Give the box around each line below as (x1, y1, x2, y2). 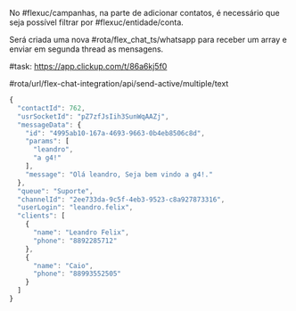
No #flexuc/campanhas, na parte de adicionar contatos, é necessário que (9, 8, 280, 18)
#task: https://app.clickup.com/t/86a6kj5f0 (9, 61, 168, 71)
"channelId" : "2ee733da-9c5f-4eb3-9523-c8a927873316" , (17, 195, 226, 204)
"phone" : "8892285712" (32, 236, 118, 245)
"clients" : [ (17, 211, 66, 221)
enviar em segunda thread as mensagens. (9, 44, 164, 54)
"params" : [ (25, 137, 70, 146)
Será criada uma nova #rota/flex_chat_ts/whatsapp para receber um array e (9, 35, 287, 45)
